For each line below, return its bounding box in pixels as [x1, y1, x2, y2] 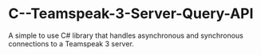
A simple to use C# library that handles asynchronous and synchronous [8, 31, 243, 40]
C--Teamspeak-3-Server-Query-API [8, 5, 254, 23]
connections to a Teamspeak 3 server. [8, 38, 134, 48]
